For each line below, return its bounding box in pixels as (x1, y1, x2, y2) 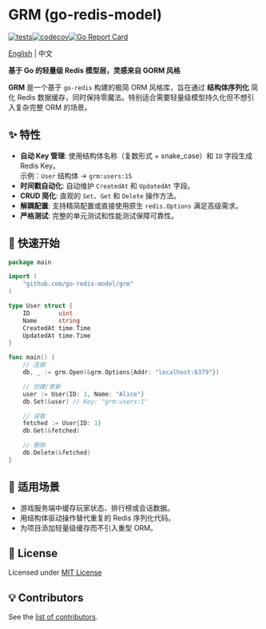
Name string (22, 316, 81, 324)
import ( (8, 273, 38, 281)
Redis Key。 (19, 161, 60, 170)
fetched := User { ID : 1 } (22, 420, 102, 428)
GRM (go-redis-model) (8, 6, 162, 24)
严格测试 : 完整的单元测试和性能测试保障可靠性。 (19, 210, 178, 221)
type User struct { (8, 302, 73, 310)
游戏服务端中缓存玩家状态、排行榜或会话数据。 (19, 503, 174, 512)
